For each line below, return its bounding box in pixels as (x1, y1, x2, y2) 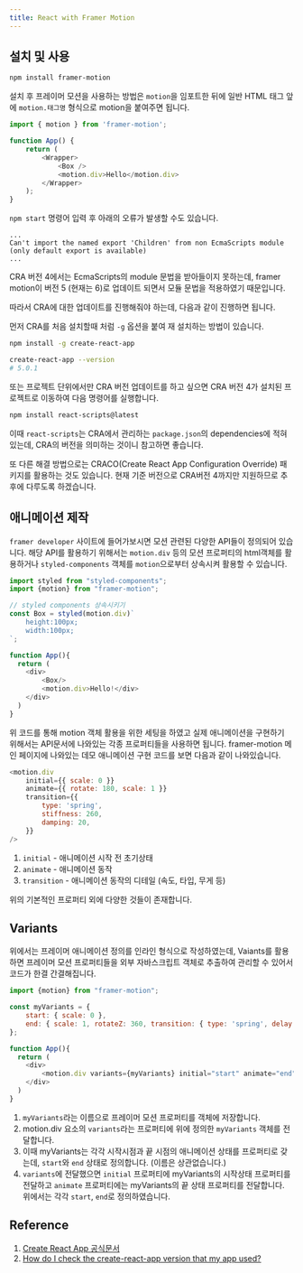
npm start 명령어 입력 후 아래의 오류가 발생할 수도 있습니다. (9, 213, 219, 224)
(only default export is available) (9, 246, 147, 256)
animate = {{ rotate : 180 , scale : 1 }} (25, 785, 168, 794)
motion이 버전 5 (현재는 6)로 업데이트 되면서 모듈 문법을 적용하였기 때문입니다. (9, 283, 286, 293)
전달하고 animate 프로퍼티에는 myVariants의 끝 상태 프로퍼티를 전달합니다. (22, 1179, 286, 1190)
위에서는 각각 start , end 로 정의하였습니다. (22, 1191, 171, 1202)
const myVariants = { (9, 1003, 91, 1012)
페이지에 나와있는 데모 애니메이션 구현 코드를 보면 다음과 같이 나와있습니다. (18, 749, 281, 760)
